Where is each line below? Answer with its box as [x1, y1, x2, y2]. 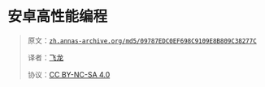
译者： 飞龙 [27, 52, 64, 62]
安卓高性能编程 [7, 7, 108, 26]
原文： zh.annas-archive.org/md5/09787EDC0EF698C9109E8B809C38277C [27, 35, 257, 45]
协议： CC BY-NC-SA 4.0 [27, 69, 111, 79]
